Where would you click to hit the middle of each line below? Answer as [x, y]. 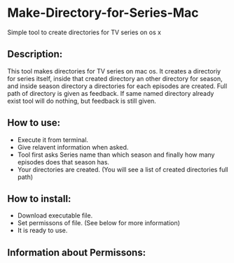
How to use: [34, 123]
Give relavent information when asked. [73, 147]
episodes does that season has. [63, 162]
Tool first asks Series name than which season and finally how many [116, 155]
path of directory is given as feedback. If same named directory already [111, 93]
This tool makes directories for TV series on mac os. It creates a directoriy [114, 71]
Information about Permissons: [76, 252]
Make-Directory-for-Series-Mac [103, 13]
